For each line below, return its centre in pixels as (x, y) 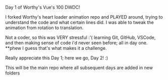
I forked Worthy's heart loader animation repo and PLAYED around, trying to (84, 17)
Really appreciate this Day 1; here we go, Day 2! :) (57, 58)
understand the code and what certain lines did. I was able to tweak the (79, 22)
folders (13, 73)
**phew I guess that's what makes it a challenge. (56, 48)
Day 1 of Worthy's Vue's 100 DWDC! (43, 7)
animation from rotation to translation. (44, 28)
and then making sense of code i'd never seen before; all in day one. (76, 43)
